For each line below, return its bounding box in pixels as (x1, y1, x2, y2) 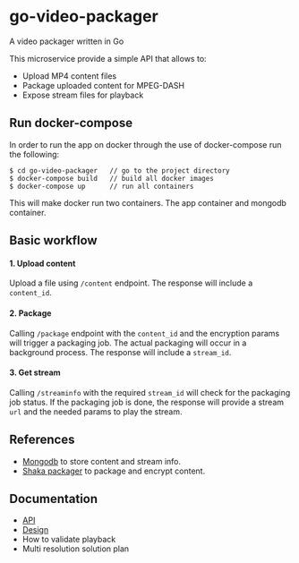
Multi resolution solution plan (21, 543, 130, 554)
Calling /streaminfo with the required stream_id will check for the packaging (9, 387, 291, 397)
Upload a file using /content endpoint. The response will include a (9, 277, 253, 288)
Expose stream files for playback (21, 90, 144, 100)
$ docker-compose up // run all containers (9, 182, 194, 191)
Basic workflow (9, 233, 98, 248)
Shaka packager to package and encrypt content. (21, 465, 206, 476)
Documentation (9, 490, 98, 507)
